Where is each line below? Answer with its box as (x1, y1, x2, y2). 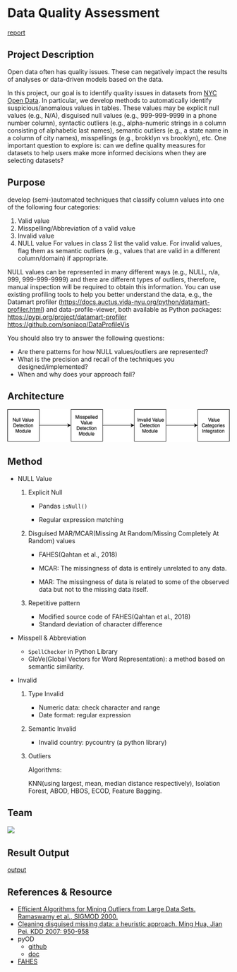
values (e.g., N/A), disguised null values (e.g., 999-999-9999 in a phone (7, 111, 217, 119)
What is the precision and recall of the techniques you (17, 355, 175, 363)
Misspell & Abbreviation (17, 633, 87, 642)
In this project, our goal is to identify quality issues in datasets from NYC (7, 88, 217, 97)
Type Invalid (28, 689, 64, 698)
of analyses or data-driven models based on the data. (7, 75, 164, 83)
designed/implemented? (17, 362, 88, 371)
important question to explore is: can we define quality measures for (7, 141, 206, 150)
